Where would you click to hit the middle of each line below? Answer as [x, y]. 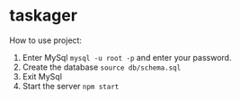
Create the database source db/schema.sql [102, 67]
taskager [44, 16]
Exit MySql [42, 76]
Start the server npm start [71, 86]
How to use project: [46, 40]
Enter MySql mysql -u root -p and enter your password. [127, 57]
